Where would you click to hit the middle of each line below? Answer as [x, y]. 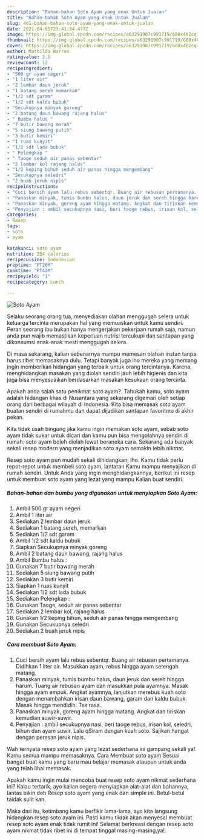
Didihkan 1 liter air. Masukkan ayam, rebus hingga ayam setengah [97, 666]
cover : [15, 46]
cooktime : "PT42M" [30, 271]
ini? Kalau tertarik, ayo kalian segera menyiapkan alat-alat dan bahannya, [98, 786]
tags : [14, 226]
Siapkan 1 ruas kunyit [42, 585]
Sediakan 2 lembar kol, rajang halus [60, 611]
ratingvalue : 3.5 [29, 57]
